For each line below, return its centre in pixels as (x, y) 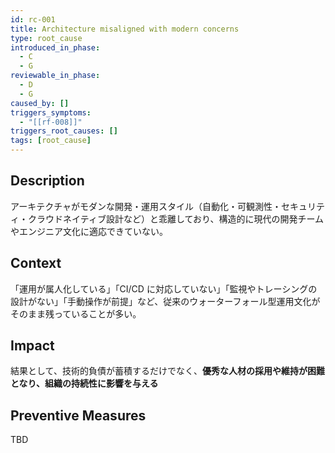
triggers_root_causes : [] (64, 131)
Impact (32, 346)
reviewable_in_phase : (55, 76)
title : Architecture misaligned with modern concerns (125, 29)
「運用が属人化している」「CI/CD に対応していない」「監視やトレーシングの (164, 288)
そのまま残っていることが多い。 (76, 313)
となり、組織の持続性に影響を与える (84, 383)
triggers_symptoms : (51, 112)
